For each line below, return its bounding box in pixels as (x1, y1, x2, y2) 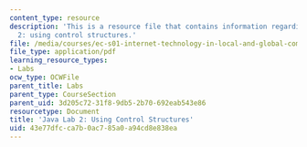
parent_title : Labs (9, 81, 84, 90)
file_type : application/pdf (9, 47, 117, 57)
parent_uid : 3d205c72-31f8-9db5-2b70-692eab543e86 (9, 98, 206, 108)
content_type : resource (9, 13, 101, 23)
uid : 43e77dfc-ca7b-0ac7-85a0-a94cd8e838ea (9, 124, 178, 133)
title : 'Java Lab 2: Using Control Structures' (9, 115, 195, 124)
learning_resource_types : (9, 56, 108, 65)
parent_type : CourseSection (9, 89, 117, 99)
